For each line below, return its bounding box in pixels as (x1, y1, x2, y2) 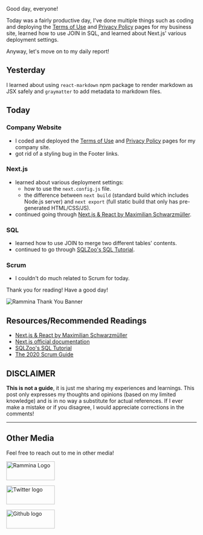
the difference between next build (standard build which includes (24, 191, 189, 199)
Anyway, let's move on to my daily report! (6, 48, 110, 55)
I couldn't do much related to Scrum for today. (14, 275, 130, 282)
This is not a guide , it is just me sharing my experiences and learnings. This (6, 385, 195, 392)
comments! (6, 410, 34, 417)
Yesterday (6, 65, 46, 75)
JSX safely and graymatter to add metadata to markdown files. (6, 88, 162, 95)
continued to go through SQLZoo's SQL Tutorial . (14, 246, 135, 253)
